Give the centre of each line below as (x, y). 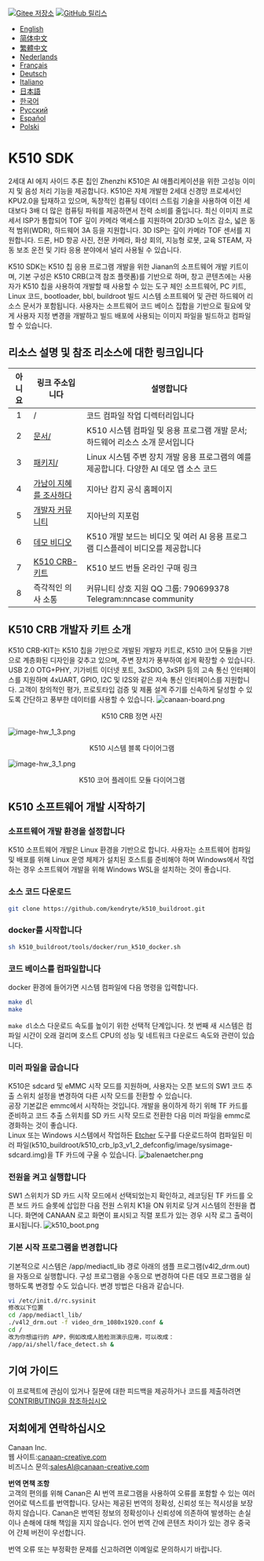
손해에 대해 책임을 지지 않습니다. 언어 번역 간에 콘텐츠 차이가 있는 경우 (129, 1523)
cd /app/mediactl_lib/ (45, 1315)
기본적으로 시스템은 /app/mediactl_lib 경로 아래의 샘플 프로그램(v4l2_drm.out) (129, 1266)
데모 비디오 (53, 542)
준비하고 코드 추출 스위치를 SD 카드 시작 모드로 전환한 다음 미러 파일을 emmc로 (130, 1115)
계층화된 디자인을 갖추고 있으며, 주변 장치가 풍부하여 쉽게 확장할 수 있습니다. (139, 659)
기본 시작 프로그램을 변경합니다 (63, 1247)
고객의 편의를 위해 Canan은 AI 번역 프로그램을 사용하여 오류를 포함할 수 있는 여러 (132, 1493)
